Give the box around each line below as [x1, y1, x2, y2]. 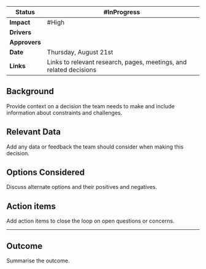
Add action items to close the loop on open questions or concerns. [6, 217, 175, 225]
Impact [9, 18, 31, 26]
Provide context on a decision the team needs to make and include [6, 102, 175, 109]
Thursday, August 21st [47, 48, 113, 56]
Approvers [9, 38, 42, 46]
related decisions [47, 65, 97, 74]
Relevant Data [6, 127, 61, 137]
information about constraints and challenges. [6, 109, 123, 116]
